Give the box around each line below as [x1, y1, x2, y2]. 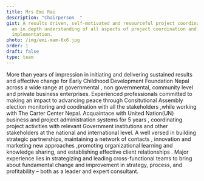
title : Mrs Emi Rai [6, 9, 56, 15]
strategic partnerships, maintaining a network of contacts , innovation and [6, 135, 191, 143]
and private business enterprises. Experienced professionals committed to [6, 90, 192, 97]
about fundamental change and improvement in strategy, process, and [6, 161, 183, 168]
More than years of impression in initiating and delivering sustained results [6, 70, 193, 78]
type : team [6, 54, 34, 60]
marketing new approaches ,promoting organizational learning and [6, 142, 173, 149]
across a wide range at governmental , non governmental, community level [6, 83, 194, 91]
